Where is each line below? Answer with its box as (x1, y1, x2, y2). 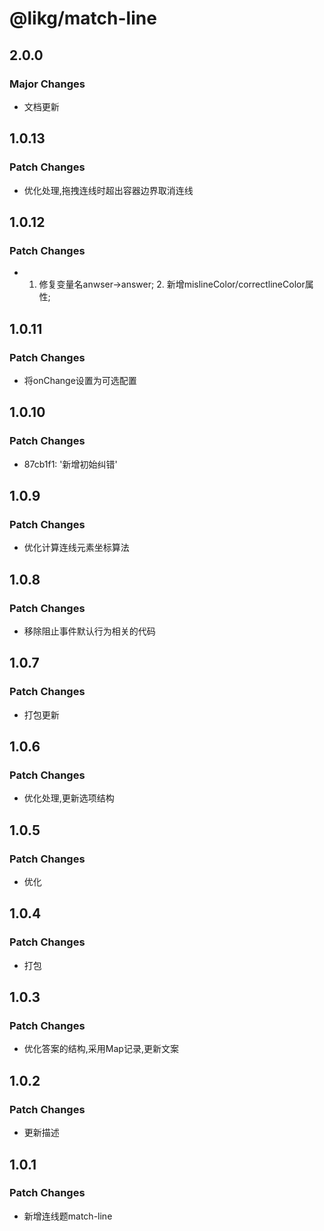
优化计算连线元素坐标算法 (23, 542, 130, 554)
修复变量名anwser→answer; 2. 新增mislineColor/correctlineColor (38, 278, 306, 291)
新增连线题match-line (23, 1210, 113, 1222)
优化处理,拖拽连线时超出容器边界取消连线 (23, 184, 194, 196)
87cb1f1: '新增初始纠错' (23, 458, 118, 470)
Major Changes (9, 77, 86, 91)
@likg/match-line (9, 7, 157, 30)
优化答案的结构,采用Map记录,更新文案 (23, 1043, 179, 1055)
